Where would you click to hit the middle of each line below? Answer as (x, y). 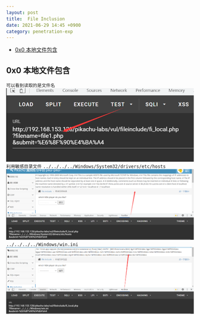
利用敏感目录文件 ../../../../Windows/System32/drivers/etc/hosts (86, 167)
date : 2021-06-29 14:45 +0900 (44, 25)
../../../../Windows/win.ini (42, 245)
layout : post (22, 12)
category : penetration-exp (40, 32)
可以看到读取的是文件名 (31, 86)
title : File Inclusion (36, 19)
